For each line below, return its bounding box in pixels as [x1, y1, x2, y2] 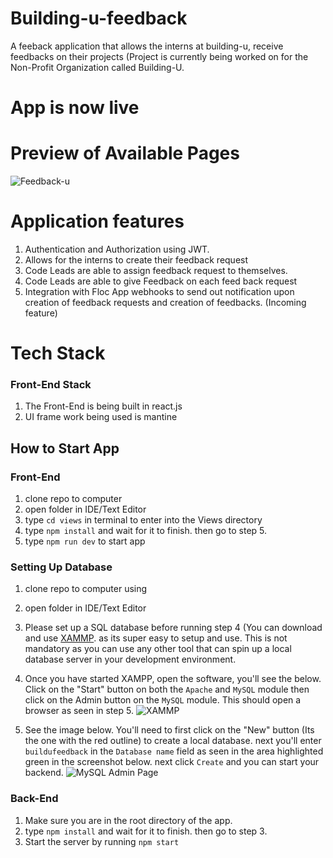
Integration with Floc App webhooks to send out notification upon [24, 286, 295, 297]
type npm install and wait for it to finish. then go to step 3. [24, 825, 268, 837]
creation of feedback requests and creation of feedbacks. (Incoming [24, 297, 307, 308]
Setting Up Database [10, 560, 113, 574]
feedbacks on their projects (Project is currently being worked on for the [10, 50, 309, 62]
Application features [10, 210, 185, 233]
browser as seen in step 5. [24, 705, 134, 717]
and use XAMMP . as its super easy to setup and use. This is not [24, 632, 288, 644]
